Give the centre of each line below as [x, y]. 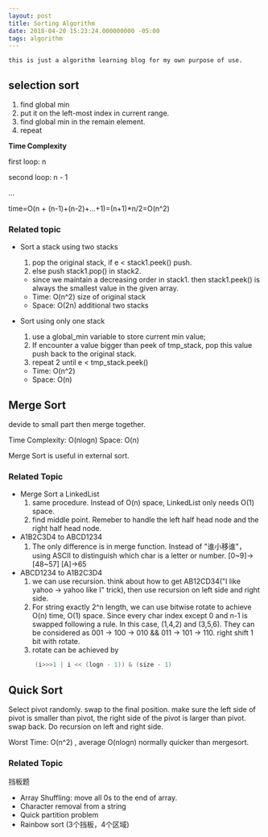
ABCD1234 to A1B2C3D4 [61, 573]
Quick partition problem [59, 815]
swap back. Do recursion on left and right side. [86, 726]
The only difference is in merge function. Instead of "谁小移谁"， [139, 546]
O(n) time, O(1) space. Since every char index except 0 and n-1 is [140, 616]
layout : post [30, 16]
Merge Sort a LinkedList [60, 494]
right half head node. [67, 529]
